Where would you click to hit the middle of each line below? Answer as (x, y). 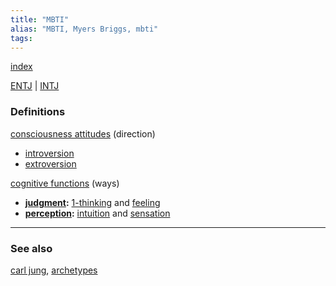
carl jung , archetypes (54, 270)
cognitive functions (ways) (65, 183)
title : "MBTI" (40, 19)
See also (31, 248)
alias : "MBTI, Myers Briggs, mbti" (84, 29)
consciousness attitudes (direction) (83, 133)
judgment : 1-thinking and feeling (92, 202)
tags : (21, 38)
